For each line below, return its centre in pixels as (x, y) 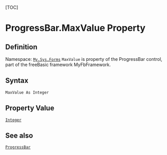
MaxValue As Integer (27, 92)
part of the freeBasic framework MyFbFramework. (58, 64)
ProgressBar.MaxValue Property (75, 28)
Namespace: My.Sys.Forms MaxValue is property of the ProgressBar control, (84, 59)
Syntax (17, 81)
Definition (21, 47)
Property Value (30, 108)
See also (19, 136)
